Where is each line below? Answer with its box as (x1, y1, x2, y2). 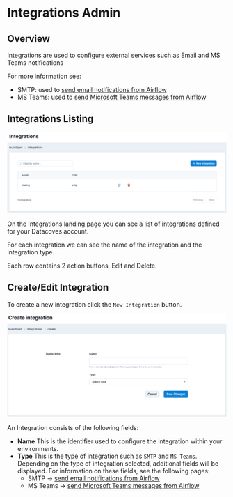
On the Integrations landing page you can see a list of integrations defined (7, 220, 220, 228)
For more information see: (7, 72, 81, 80)
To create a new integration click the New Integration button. (7, 300, 182, 308)
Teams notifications (7, 59, 64, 67)
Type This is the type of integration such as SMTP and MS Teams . (17, 452, 198, 460)
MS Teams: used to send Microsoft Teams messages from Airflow (17, 93, 207, 101)
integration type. (7, 247, 55, 256)
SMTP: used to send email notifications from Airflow (17, 86, 167, 93)
